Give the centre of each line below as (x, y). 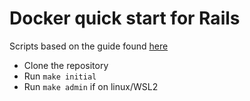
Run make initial (60, 76)
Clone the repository (66, 65)
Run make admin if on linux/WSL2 (91, 86)
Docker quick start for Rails (125, 18)
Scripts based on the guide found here (89, 46)
